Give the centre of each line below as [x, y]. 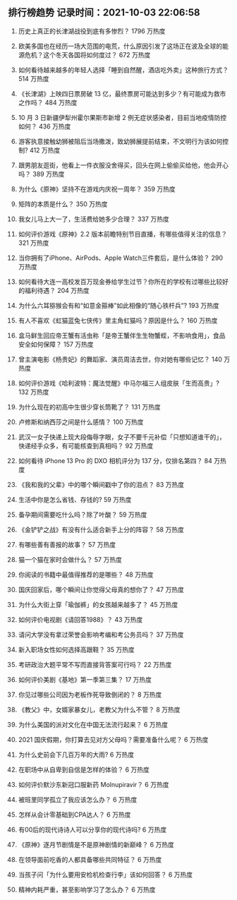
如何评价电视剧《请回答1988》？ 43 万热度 [80, 619]
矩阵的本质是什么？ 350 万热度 [63, 204]
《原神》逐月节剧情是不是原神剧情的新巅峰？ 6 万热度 [96, 844]
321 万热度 [34, 243]
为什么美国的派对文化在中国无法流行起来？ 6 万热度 [93, 724]
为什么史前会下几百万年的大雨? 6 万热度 [76, 755]
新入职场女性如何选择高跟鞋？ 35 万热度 [76, 649]
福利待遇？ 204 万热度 [57, 290]
